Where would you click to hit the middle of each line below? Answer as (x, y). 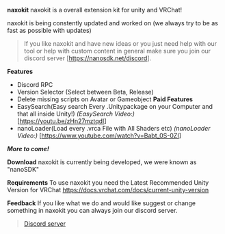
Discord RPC (35, 84)
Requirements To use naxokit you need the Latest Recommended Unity (108, 183)
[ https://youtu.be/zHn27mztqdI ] (62, 121)
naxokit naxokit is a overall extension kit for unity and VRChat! (95, 10)
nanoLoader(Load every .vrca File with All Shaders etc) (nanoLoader (114, 128)
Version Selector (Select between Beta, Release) (85, 92)
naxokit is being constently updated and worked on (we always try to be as (113, 23)
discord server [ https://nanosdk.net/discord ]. (88, 58)
